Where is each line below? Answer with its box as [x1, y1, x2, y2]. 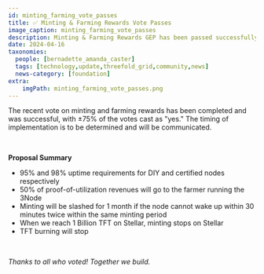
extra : [8, 77, 30, 85]
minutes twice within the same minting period [19, 210, 167, 220]
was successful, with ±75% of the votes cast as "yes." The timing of [8, 115, 229, 124]
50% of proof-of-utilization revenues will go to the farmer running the [19, 185, 245, 195]
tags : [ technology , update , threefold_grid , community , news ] [15, 63, 210, 71]
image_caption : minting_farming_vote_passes [8, 26, 156, 34]
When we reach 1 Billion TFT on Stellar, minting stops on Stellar [19, 218, 224, 228]
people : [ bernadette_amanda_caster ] [15, 56, 135, 64]
